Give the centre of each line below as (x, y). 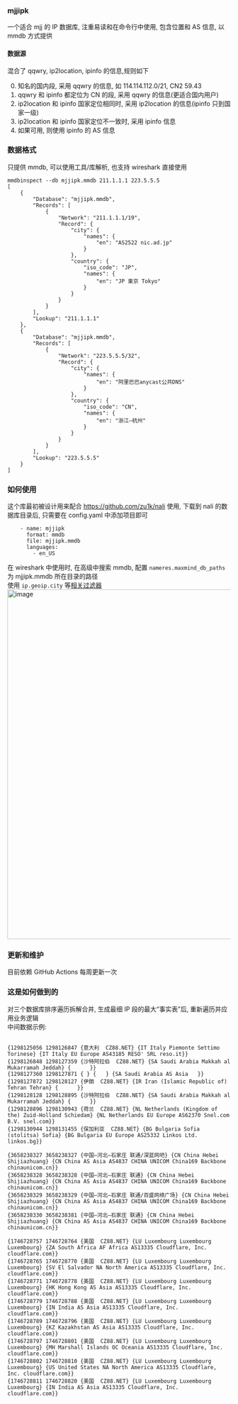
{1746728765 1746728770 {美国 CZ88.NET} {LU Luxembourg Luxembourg (109, 1261)
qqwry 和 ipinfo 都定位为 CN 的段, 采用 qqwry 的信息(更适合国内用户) (118, 94)
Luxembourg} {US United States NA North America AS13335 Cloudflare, (112, 1367)
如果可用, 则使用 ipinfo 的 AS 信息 (66, 130)
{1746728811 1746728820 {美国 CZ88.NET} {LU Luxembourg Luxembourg (109, 1381)
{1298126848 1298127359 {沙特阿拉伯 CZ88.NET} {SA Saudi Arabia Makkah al (119, 1061)
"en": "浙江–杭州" (121, 420)
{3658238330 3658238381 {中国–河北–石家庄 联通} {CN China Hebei (101, 1215)
